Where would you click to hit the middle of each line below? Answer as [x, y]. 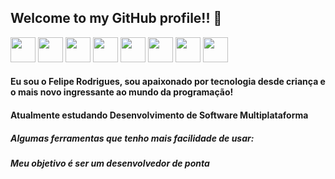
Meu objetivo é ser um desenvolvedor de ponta [110, 163]
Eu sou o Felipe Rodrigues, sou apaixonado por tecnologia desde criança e [168, 82]
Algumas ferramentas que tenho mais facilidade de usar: [132, 138]
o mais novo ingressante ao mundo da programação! [122, 92]
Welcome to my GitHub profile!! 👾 [116, 18]
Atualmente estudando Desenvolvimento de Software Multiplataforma [159, 115]
